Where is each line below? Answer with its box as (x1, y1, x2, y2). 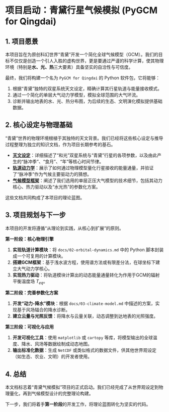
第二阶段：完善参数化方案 (5, 290, 58, 296)
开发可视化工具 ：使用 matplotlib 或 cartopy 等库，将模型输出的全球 (12, 335, 153, 341)
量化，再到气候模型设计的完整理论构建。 (9, 390, 94, 397)
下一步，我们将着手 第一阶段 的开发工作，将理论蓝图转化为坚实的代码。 (5, 401, 151, 407)
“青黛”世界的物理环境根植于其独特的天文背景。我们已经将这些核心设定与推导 (5, 135, 163, 141)
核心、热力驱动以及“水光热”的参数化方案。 (12, 184, 101, 190)
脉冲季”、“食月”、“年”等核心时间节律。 (23, 158, 104, 164)
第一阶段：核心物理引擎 (5, 236, 54, 242)
